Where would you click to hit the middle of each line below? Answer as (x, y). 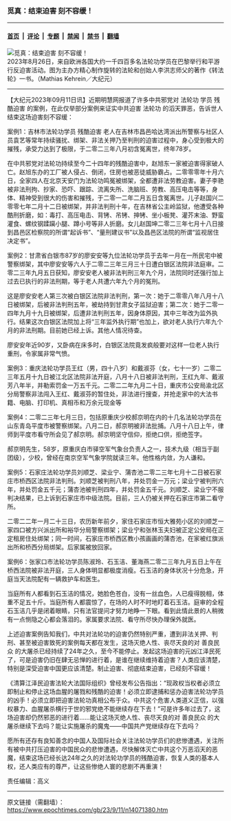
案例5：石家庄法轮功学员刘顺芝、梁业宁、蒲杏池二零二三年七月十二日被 (108, 472)
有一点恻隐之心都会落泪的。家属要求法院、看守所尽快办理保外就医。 (103, 619)
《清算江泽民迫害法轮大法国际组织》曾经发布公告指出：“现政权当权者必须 (111, 683)
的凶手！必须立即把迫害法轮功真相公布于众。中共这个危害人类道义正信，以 (112, 700)
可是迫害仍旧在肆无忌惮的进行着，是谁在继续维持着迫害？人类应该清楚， (121, 659)
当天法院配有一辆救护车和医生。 (58, 579)
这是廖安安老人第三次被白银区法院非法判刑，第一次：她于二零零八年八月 (109, 296)
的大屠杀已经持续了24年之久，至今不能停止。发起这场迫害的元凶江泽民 (115, 651)
